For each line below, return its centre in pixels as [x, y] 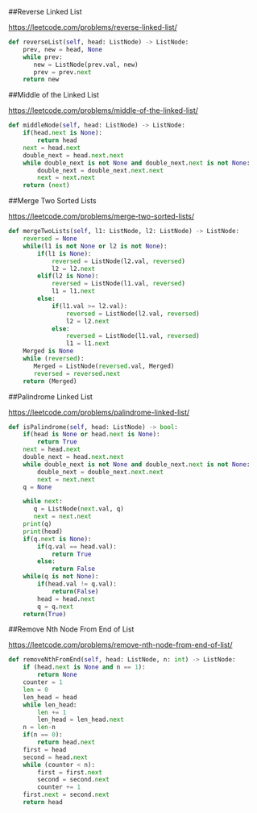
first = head [45, 749]
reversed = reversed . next [77, 373]
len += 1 [52, 712]
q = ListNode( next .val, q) [79, 509]
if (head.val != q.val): [77, 584]
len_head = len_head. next [81, 720]
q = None [37, 487]
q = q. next [56, 607]
